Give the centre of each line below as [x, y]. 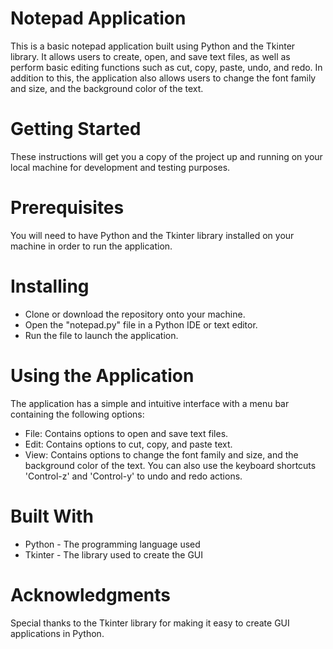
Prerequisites [67, 208]
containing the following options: [77, 414]
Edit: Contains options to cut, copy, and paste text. [128, 444]
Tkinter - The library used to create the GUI [114, 554]
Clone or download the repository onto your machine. [135, 314]
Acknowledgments [91, 594]
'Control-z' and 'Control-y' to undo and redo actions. [133, 476]
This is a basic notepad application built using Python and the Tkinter [153, 46]
